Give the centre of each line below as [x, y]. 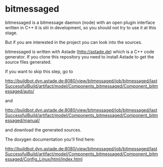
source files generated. [28, 62]
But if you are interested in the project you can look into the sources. [74, 42]
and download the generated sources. [43, 130]
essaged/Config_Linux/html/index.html [44, 159]
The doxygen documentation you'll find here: [50, 139]
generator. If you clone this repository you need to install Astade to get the [80, 56]
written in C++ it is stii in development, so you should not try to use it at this [81, 27]
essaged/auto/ [20, 91]
